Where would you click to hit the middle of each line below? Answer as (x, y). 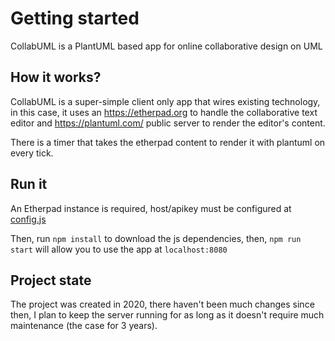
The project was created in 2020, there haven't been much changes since (162, 304)
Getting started (75, 18)
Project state (51, 280)
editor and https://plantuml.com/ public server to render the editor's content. (168, 123)
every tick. (32, 153)
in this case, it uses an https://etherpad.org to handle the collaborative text (164, 112)
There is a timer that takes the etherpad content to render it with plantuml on (168, 142)
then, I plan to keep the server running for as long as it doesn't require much (167, 315)
